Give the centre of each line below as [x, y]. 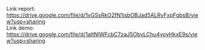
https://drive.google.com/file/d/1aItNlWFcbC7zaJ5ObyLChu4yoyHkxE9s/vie [102, 34]
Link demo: [20, 28]
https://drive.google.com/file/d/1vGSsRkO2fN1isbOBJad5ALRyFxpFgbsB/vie [102, 15]
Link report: [21, 9]
